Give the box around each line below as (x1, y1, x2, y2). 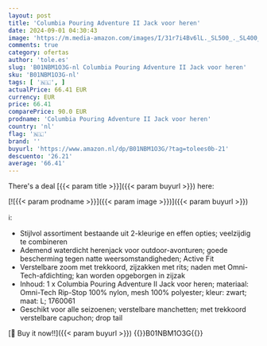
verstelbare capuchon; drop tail (19, 313, 123, 323)
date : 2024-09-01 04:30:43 (8, 26, 98, 34)
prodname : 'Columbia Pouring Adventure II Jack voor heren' (8, 115, 212, 123)
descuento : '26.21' (8, 152, 73, 160)
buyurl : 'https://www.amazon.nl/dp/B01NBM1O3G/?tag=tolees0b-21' (8, 145, 229, 153)
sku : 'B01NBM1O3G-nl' (8, 71, 80, 79)
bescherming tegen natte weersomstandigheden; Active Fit (19, 254, 215, 263)
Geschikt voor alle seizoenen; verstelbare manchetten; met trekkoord (19, 305, 246, 314)
